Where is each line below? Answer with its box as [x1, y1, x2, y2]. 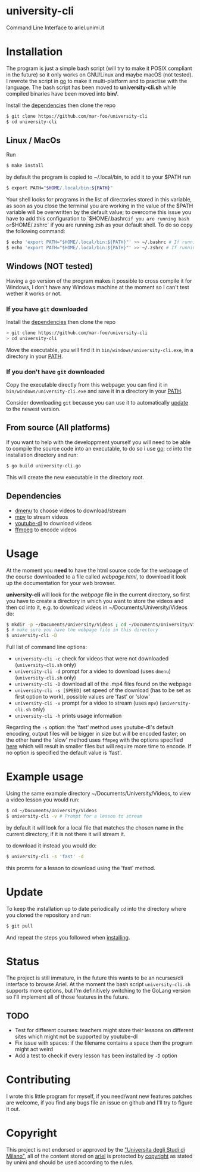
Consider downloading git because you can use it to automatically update [6, 399, 189, 406]
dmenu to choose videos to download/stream [14, 507, 127, 514]
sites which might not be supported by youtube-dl [14, 1033, 138, 1041]
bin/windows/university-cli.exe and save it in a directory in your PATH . [6, 387, 183, 395]
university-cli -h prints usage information [14, 712, 122, 720]
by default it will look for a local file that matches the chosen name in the [6, 824, 184, 831]
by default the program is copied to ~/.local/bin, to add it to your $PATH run [6, 173, 192, 180]
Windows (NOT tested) [6, 261, 93, 271]
